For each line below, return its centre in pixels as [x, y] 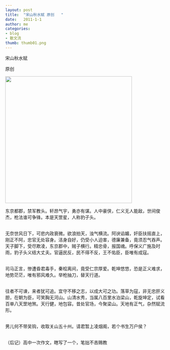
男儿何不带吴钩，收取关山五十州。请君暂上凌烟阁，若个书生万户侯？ [76, 326]
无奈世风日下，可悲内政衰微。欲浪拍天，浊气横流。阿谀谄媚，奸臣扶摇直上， [85, 233]
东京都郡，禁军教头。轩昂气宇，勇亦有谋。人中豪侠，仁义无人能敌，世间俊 [83, 211]
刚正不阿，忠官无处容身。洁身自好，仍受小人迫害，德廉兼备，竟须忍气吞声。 [85, 239]
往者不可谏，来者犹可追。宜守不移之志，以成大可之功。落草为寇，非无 [78, 291]
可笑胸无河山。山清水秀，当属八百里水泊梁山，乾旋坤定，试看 [100, 297]
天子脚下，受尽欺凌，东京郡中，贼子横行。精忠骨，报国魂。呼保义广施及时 [83, 246]
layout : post [19, 10]
